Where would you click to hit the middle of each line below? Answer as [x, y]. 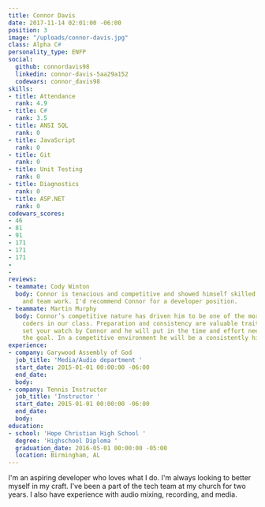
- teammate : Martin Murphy [52, 308]
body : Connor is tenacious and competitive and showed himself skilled [136, 294]
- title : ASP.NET [37, 199]
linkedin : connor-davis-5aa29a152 [72, 74]
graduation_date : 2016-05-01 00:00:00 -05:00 [91, 448]
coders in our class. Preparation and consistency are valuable [130, 323]
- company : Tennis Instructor [58, 390]
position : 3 [28, 30]
